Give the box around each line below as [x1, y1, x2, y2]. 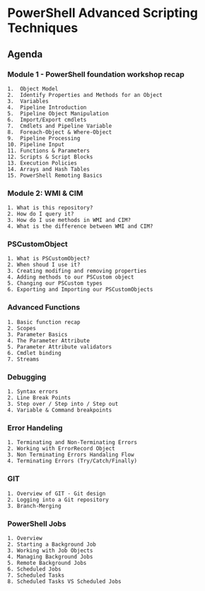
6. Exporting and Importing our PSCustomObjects [7, 286, 153, 293]
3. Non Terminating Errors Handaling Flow [7, 451, 134, 459]
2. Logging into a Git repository [7, 496, 110, 503]
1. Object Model [7, 85, 59, 93]
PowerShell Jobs [7, 518, 66, 528]
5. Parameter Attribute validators [7, 343, 112, 351]
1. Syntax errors [7, 388, 59, 395]
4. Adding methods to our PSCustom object [7, 274, 134, 281]
